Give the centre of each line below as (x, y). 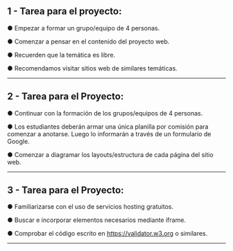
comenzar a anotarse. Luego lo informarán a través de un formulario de (109, 133)
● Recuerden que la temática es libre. (61, 55)
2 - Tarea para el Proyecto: (66, 96)
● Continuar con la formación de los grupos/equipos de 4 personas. (105, 113)
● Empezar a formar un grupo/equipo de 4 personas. (84, 28)
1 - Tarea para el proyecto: (64, 11)
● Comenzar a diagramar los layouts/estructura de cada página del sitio (110, 154)
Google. (18, 141)
